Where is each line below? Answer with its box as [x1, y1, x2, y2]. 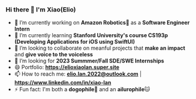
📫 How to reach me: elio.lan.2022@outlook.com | [14, 70, 142, 77]
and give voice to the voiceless [14, 51, 94, 58]
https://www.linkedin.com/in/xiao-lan [14, 79, 111, 86]
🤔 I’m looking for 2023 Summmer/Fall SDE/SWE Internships [14, 57, 164, 65]
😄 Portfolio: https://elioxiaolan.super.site [14, 64, 120, 71]
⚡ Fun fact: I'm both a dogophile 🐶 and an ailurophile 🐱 [14, 86, 150, 93]
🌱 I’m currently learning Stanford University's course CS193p [14, 32, 168, 39]
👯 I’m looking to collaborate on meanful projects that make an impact [14, 44, 185, 52]
